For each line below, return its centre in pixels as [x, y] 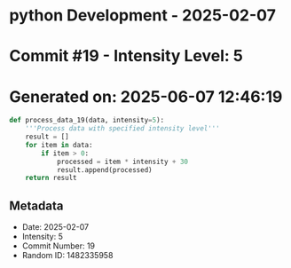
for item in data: [59, 145]
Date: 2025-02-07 [55, 227]
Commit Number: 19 [59, 246]
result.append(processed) [104, 169]
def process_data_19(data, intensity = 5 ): [87, 121]
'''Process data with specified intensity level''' [122, 129]
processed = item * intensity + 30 [122, 162]
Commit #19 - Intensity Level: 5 [126, 56]
